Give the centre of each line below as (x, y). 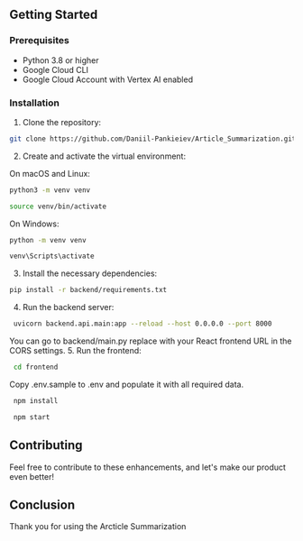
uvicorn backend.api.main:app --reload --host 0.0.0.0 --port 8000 (142, 324)
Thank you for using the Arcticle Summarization (98, 527)
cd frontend (36, 367)
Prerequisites (39, 41)
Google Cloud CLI (55, 69)
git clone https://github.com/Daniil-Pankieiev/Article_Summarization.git (153, 139)
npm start (32, 417)
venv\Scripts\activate (52, 256)
